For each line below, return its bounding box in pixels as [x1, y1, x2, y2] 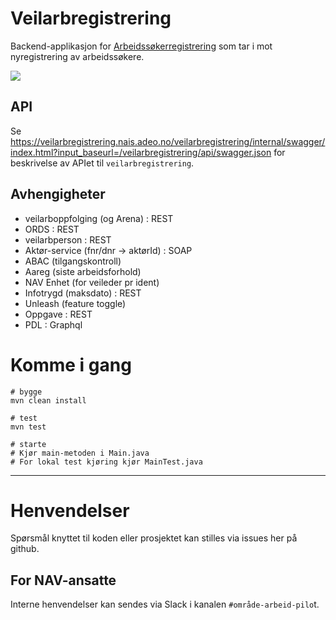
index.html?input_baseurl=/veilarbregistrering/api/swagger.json [10, 146, 272, 158]
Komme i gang [10, 353, 132, 376]
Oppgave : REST [24, 308, 93, 320]
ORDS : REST [24, 223, 80, 235]
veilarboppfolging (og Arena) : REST [24, 212, 174, 224]
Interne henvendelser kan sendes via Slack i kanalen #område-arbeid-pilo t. [10, 598, 320, 611]
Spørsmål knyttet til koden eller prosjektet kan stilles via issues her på [10, 532, 298, 544]
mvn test [10, 422, 47, 432]
